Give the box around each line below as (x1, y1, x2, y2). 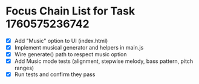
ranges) (14, 65, 34, 72)
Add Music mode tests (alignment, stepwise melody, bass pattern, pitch (14, 57, 194, 65)
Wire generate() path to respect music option (14, 51, 128, 58)
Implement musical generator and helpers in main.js (14, 44, 144, 51)
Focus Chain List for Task (5, 4, 135, 18)
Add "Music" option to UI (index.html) (14, 37, 108, 44)
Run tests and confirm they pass (14, 71, 96, 78)
